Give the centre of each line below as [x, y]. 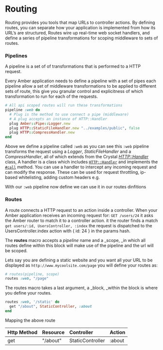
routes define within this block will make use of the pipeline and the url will [79, 245]
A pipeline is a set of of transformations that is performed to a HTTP [73, 66]
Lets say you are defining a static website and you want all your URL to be [79, 260]
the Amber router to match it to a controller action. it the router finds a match [81, 221]
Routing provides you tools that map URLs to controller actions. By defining [80, 22]
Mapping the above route [30, 320]
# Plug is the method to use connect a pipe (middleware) [69, 114]
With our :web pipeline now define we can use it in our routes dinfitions [76, 187]
